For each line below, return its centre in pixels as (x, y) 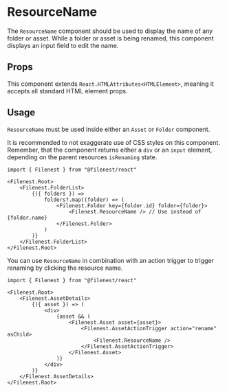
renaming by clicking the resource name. (65, 268)
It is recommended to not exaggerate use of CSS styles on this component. (113, 142)
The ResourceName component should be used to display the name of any (110, 31)
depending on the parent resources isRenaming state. (82, 157)
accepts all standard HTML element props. (67, 91)
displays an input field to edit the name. (63, 45)
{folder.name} (28, 218)
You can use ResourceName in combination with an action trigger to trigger (111, 260)
